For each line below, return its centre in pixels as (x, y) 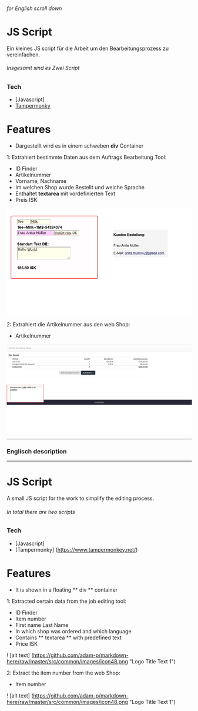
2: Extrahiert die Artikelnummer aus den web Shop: (68, 325)
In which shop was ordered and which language (73, 631)
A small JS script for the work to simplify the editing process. (80, 498)
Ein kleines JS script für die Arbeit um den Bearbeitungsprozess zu (88, 48)
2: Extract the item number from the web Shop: (63, 673)
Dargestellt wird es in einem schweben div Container (79, 146)
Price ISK (26, 643)
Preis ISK (26, 200)
